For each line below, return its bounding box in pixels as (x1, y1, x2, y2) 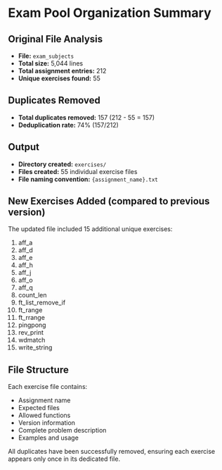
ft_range (18, 306, 43, 314)
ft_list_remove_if (18, 298, 66, 307)
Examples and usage (18, 433, 79, 442)
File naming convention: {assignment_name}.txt (18, 175, 159, 183)
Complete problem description (18, 426, 107, 435)
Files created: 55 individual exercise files (18, 167, 138, 175)
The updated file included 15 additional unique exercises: (8, 225, 173, 233)
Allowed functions (18, 411, 71, 420)
